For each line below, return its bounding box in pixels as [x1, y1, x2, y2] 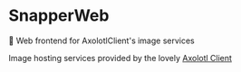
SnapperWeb [8, 5, 110, 26]
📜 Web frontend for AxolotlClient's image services [8, 35, 196, 46]
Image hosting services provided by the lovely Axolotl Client [8, 52, 233, 63]
